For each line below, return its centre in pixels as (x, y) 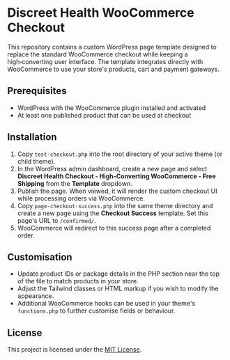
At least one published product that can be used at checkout (104, 115)
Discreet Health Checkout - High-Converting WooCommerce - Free (116, 176)
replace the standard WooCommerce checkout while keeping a (98, 54)
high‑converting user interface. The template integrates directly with (105, 61)
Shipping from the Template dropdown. (75, 183)
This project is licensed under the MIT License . (75, 350)
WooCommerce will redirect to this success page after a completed (114, 228)
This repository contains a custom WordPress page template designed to (112, 47)
